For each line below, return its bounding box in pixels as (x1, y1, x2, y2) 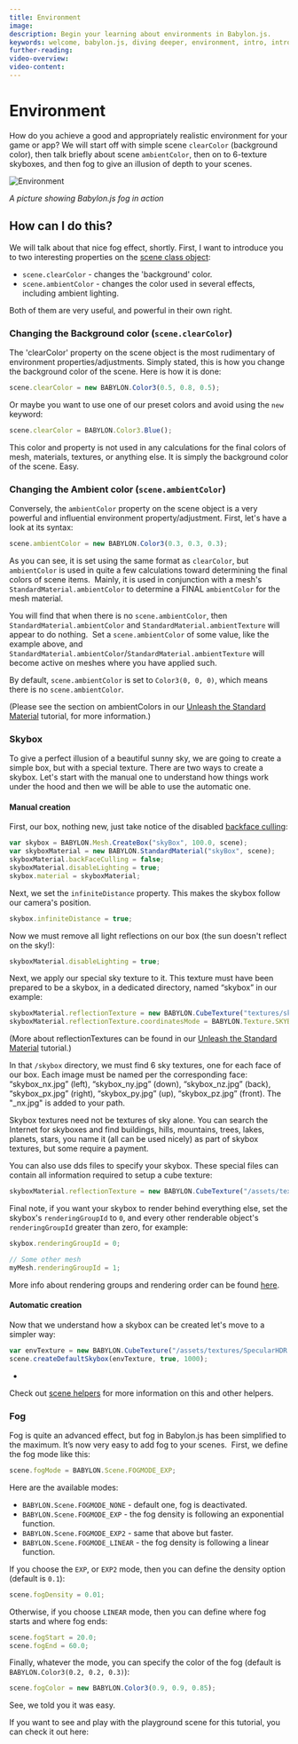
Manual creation (9, 801, 71, 813)
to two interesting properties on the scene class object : (9, 251, 211, 262)
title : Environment (9, 12, 82, 22)
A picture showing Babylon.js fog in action (9, 193, 164, 203)
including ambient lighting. (21, 288, 120, 298)
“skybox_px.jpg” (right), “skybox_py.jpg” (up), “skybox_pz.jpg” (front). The (9, 1089, 282, 1099)
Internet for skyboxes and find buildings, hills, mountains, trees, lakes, (9, 1124, 264, 1135)
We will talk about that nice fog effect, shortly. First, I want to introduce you (9, 242, 284, 253)
